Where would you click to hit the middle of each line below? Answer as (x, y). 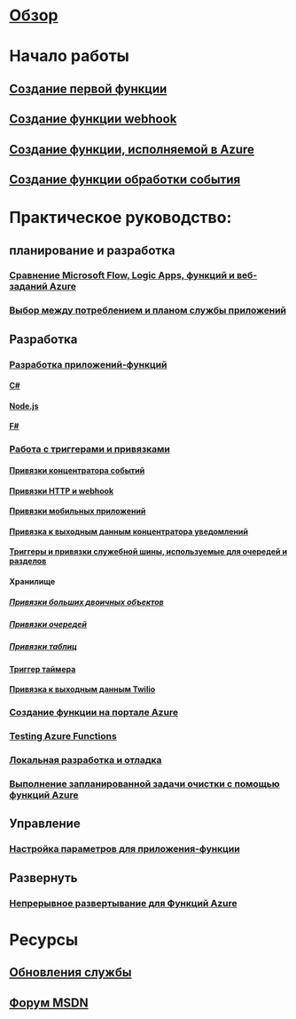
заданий (28, 287)
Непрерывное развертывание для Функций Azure (123, 903)
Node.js (24, 406)
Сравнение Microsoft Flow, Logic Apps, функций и (122, 275)
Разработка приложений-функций (88, 364)
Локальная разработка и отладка (86, 760)
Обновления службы (70, 972)
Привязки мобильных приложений (78, 511)
